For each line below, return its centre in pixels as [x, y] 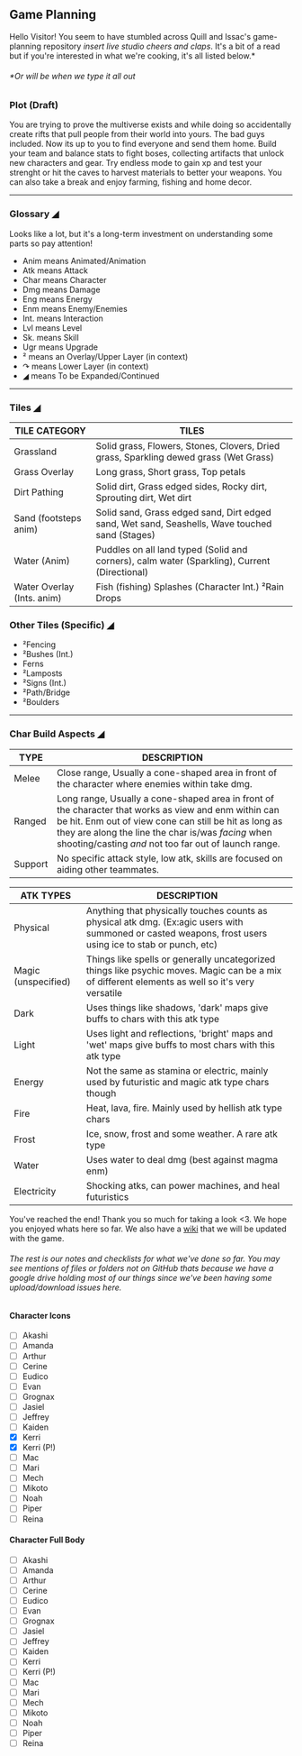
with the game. [37, 1238]
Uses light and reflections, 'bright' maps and [179, 1033]
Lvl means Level [52, 327]
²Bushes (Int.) [48, 654]
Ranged [30, 821]
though [101, 1093]
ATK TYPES [46, 895]
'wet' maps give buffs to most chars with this [181, 1045]
